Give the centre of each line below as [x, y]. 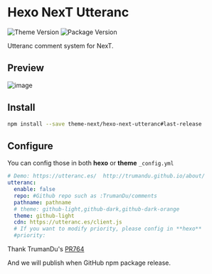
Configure [30, 146]
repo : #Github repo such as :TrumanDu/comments [86, 196]
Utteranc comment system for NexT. [60, 45]
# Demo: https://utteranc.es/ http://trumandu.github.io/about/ [106, 176]
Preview [26, 68]
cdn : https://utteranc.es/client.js [68, 222]
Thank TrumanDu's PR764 [46, 249]
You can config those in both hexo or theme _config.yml [91, 163]
